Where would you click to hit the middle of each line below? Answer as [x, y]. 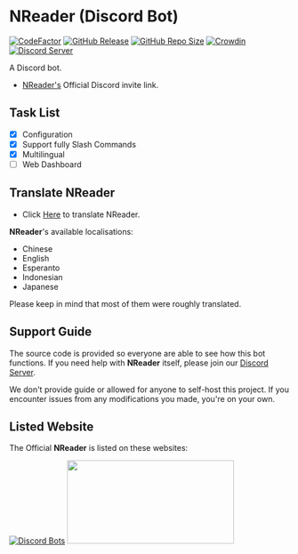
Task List [35, 113]
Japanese [40, 286]
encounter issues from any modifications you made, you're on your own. [142, 398]
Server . [22, 372]
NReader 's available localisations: [71, 231]
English [36, 258]
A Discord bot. [36, 68]
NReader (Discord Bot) [94, 16]
